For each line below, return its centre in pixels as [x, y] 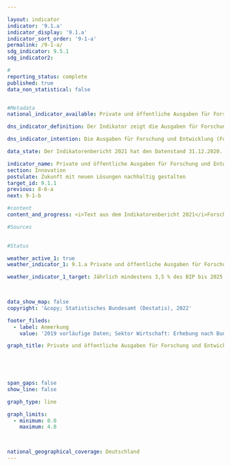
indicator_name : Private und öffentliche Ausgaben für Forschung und [109, 164]
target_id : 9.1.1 [32, 183]
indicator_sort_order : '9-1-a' [52, 38]
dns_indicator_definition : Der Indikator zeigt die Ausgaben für [102, 127]
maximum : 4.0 [38, 427]
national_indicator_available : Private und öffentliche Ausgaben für [109, 114]
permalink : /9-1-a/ [35, 45]
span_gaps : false [32, 383]
